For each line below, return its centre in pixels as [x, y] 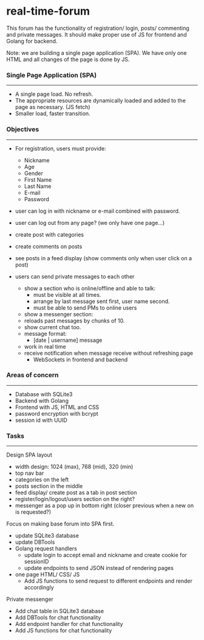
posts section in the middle [49, 486]
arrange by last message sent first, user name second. [101, 301]
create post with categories [49, 234]
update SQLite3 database [47, 536]
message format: [45, 333]
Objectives [23, 129]
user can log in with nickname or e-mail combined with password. [97, 211]
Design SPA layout [29, 455]
